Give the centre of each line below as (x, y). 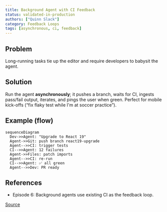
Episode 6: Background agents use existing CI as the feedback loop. (83, 195)
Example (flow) (29, 121)
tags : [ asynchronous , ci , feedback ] (43, 29)
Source (13, 204)
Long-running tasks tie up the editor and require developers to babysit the (82, 61)
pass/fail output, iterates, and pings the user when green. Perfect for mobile (83, 99)
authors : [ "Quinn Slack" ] (32, 19)
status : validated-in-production (40, 15)
